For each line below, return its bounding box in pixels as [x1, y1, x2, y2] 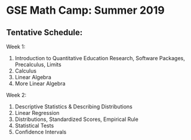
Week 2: [6, 92, 27, 98]
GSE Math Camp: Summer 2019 [6, 4, 165, 17]
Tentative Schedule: [6, 27, 83, 38]
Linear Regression [14, 110, 60, 116]
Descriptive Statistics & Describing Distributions [14, 103, 133, 110]
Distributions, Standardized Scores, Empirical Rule [14, 116, 138, 123]
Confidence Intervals [14, 129, 67, 135]
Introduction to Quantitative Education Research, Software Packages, [14, 55, 185, 61]
